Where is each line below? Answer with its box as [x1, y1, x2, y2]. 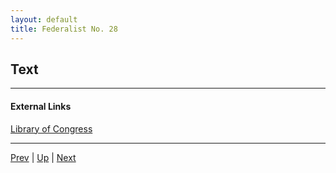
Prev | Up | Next [10, 151, 77, 163]
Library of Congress [10, 122, 93, 135]
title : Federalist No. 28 [10, 24, 118, 34]
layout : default [10, 14, 78, 25]
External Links [10, 100, 72, 112]
